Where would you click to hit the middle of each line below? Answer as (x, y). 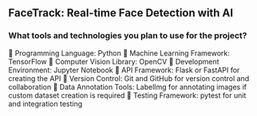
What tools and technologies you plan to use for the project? (128, 36)
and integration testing (45, 103)
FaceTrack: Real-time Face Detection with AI (121, 13)
